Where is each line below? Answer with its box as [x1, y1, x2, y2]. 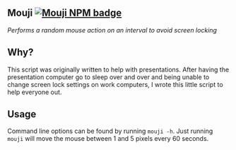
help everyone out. [7, 88, 62, 96]
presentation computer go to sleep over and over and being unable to [7, 72, 210, 81]
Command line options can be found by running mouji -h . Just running [7, 127, 213, 135]
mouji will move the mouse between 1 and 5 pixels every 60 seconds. [7, 134, 209, 143]
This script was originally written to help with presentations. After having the [7, 65, 230, 74]
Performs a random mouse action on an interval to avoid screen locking [7, 25, 218, 34]
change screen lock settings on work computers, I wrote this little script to [7, 80, 224, 88]
